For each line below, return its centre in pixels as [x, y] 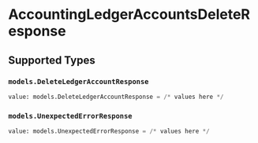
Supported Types [52, 60]
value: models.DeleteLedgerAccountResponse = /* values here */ [116, 97]
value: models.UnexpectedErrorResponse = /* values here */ [109, 131]
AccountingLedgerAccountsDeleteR [129, 15]
